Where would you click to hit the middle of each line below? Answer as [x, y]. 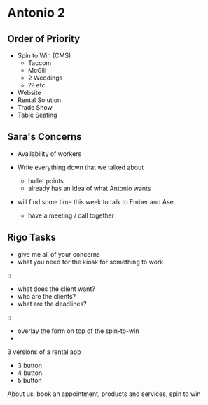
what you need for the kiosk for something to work [90, 262]
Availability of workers [49, 154]
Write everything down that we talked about [81, 167]
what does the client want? [56, 289]
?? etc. [37, 85]
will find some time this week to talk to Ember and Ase [95, 201]
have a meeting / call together [71, 215]
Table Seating [37, 115]
